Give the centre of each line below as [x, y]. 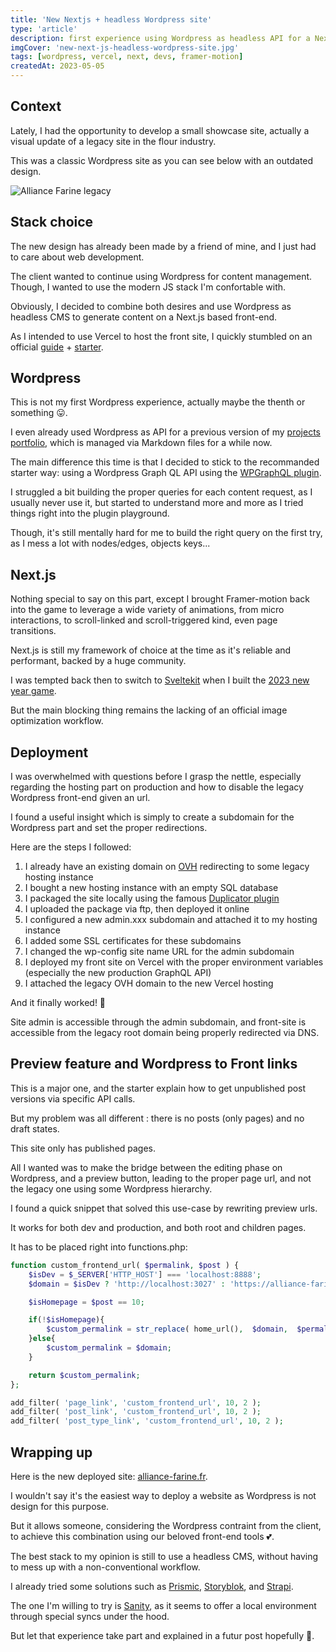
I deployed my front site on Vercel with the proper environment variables [174, 962]
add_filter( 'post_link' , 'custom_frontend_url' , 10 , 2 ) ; [136, 1412]
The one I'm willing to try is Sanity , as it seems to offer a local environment [163, 1605]
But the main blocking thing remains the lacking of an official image [149, 710]
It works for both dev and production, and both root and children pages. [158, 1227]
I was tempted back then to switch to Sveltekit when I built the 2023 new [160, 680]
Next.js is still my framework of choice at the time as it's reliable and [151, 650]
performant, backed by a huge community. [98, 661]
